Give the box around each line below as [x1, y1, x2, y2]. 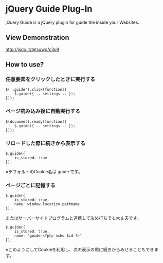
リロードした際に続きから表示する [5, 140, 86, 147]
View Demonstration [5, 33, 70, 42]
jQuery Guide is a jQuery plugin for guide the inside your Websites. [5, 19, 139, 25]
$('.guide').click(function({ [5, 87, 67, 92]
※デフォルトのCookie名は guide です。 [5, 169, 83, 175]
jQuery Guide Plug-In [5, 3, 93, 15]
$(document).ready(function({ [5, 119, 67, 124]
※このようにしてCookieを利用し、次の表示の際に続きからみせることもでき [5, 247, 155, 253]
